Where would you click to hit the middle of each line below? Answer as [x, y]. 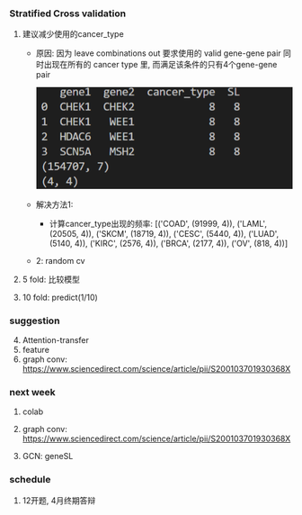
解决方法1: [54, 204]
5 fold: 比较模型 [51, 279]
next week [32, 393]
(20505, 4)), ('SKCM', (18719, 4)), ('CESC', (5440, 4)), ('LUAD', [164, 233]
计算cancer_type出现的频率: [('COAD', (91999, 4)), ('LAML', [158, 223]
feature [36, 350]
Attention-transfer [56, 340]
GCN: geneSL [48, 456]
